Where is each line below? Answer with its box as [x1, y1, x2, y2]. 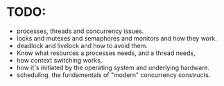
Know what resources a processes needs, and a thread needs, [16, 49, 196, 57]
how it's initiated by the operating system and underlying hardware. [16, 63, 209, 72]
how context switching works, [16, 56, 103, 64]
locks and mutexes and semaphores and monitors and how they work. [16, 34, 218, 42]
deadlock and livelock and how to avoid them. [16, 41, 148, 50]
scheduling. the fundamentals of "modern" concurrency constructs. [16, 70, 211, 79]
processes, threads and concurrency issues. [16, 27, 144, 35]
